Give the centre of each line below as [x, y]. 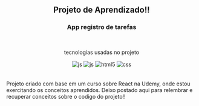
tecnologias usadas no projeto [102, 52]
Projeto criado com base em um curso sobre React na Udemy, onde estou [98, 84]
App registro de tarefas [102, 27]
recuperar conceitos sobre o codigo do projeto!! [66, 97]
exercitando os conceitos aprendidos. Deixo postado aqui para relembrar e [99, 90]
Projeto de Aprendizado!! [102, 10]
